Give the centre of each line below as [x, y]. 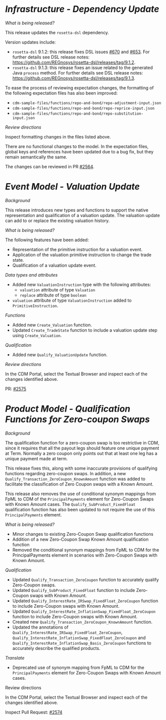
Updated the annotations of [40, 627]
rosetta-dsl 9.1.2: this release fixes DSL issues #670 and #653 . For [81, 52]
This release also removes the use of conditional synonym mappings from [81, 494]
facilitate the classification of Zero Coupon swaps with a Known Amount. [79, 484]
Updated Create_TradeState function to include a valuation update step [85, 330]
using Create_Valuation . [37, 335]
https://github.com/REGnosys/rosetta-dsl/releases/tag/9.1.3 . [74, 78]
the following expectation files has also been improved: [61, 93]
